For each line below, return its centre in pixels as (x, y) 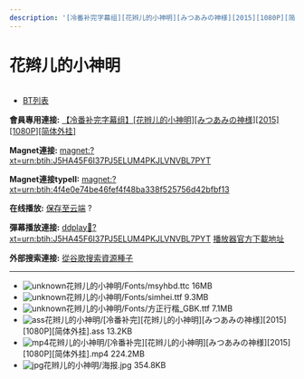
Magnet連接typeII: (44, 179)
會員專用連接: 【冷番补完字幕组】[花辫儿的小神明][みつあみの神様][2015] (144, 120)
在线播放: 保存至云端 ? (51, 208)
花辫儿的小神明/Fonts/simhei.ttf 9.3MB (138, 296)
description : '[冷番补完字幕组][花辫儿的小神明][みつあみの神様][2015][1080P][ (149, 18)
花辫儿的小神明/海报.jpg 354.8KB (105, 364)
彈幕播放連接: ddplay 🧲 (51, 227)
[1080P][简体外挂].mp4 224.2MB (83, 354)
